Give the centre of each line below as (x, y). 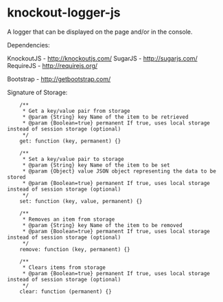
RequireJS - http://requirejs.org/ (52, 65)
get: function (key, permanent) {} (70, 141)
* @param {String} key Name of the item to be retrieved (105, 117)
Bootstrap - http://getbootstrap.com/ (59, 79)
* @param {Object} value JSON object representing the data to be (119, 171)
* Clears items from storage (64, 267)
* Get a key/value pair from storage (76, 111)
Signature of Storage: (37, 92)
